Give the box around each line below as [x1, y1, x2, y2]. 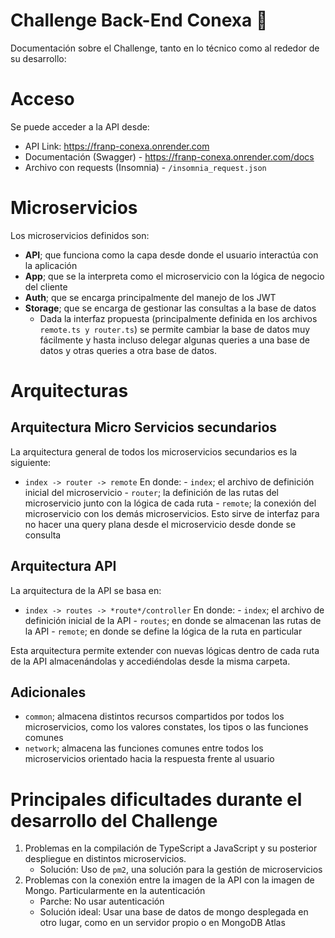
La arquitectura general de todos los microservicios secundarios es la [10, 445, 298, 458]
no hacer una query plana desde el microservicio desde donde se [24, 518, 297, 530]
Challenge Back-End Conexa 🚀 [10, 9, 268, 32]
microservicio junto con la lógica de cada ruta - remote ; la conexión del [24, 497, 317, 509]
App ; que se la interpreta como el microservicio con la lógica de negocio [24, 270, 325, 282]
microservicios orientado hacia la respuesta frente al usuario [24, 753, 275, 765]
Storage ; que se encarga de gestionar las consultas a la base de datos [24, 302, 317, 314]
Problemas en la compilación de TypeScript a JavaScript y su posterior [24, 842, 318, 854]
